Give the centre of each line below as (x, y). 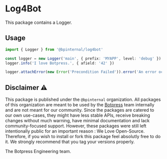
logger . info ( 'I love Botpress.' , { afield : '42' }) (60, 63)
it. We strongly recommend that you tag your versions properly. (70, 142)
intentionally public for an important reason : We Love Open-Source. (75, 131)
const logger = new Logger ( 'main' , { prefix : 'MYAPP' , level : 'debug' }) (83, 58)
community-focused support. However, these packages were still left (76, 126)
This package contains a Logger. (39, 22)
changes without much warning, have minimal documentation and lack (78, 121)
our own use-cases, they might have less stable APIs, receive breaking (78, 115)
